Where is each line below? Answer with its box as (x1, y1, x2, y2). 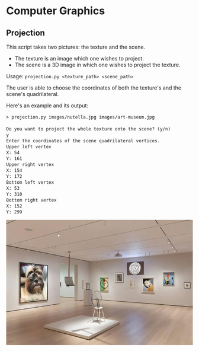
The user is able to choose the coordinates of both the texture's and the (6, 84, 182, 91)
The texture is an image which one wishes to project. (14, 55, 144, 62)
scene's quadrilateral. (6, 91, 59, 97)
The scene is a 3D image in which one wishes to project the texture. (14, 61, 181, 68)
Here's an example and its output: (6, 102, 89, 109)
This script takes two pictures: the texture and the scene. (6, 43, 146, 50)
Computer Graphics (6, 4, 105, 18)
